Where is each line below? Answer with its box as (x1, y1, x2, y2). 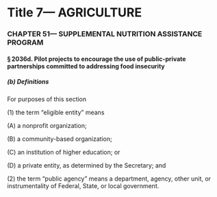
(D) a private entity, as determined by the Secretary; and (7, 161, 166, 169)
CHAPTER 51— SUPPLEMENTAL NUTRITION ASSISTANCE (7, 29, 203, 39)
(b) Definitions (7, 77, 49, 86)
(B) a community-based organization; (7, 135, 113, 143)
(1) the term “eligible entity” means (7, 108, 105, 116)
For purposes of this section (7, 94, 87, 103)
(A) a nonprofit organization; (7, 121, 87, 129)
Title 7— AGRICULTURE (7, 5, 142, 21)
